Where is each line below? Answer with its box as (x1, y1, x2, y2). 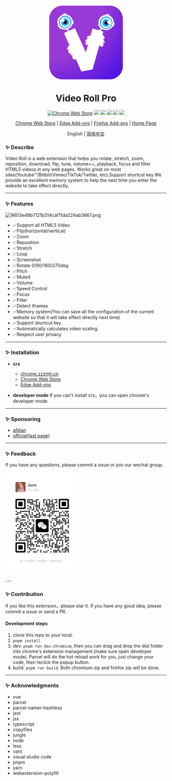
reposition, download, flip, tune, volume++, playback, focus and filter (5, 161, 151, 167)
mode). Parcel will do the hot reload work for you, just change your (12, 653, 154, 659)
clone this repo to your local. (12, 632, 73, 638)
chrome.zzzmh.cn (20, 370, 59, 377)
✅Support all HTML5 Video (12, 222, 70, 228)
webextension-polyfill (12, 770, 59, 776)
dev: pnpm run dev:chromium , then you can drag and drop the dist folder (12, 643, 163, 649)
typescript (12, 721, 35, 727)
